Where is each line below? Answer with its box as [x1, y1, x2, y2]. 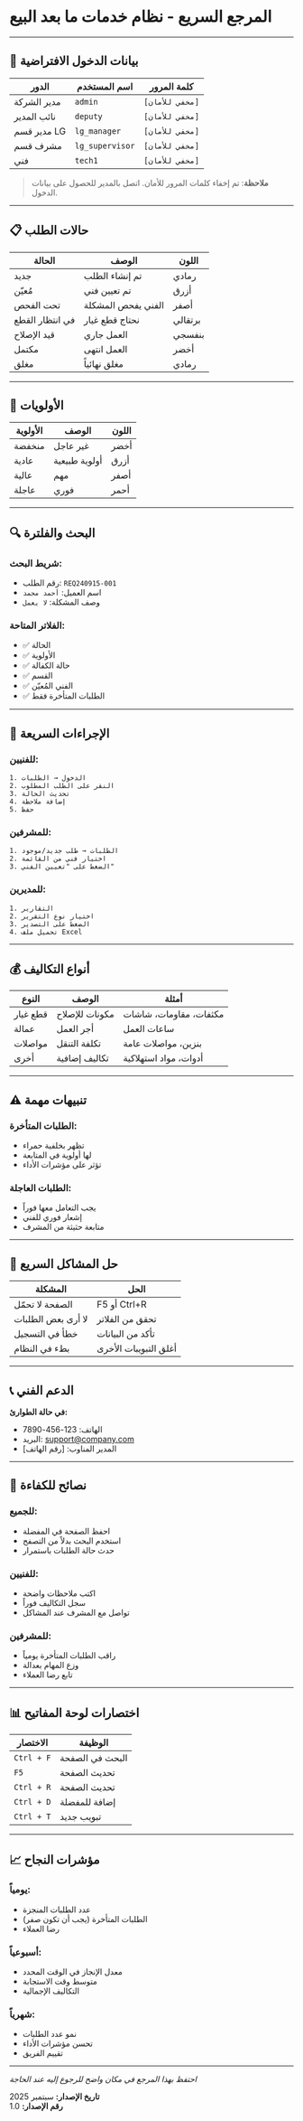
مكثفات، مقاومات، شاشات [123, 1008, 225, 1020]
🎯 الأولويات [9, 398, 64, 413]
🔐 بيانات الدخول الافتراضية [9, 53, 139, 69]
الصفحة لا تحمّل [14, 1299, 74, 1311]
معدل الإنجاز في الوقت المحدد [22, 1966, 124, 1977]
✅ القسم [22, 671, 53, 681]
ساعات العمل [123, 1023, 175, 1036]
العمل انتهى [84, 343, 128, 355]
